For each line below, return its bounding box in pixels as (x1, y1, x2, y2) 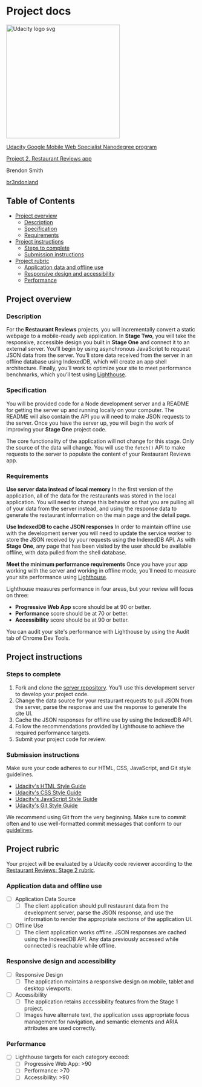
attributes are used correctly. (24, 1024, 97, 1031)
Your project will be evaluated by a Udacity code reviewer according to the (6, 860, 192, 867)
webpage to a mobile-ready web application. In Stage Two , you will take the (6, 332, 196, 340)
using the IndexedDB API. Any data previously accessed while (24, 936, 179, 943)
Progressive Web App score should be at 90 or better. (15, 603, 151, 611)
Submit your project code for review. (15, 735, 106, 743)
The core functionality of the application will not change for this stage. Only (6, 437, 195, 445)
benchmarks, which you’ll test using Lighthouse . (6, 371, 127, 378)
